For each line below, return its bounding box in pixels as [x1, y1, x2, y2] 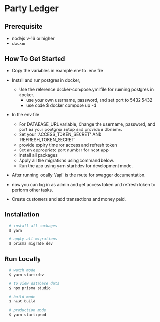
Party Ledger [4, 3, 59, 14]
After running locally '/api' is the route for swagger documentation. [11, 172, 146, 178]
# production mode [9, 308, 47, 313]
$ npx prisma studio [9, 285, 51, 291]
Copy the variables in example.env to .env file [11, 67, 103, 73]
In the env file [11, 111, 40, 117]
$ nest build [9, 299, 36, 304]
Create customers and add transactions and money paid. [11, 196, 126, 202]
